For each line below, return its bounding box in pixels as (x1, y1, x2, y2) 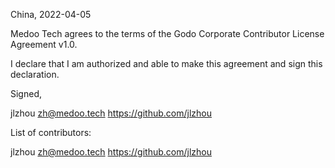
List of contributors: (10, 127, 92, 138)
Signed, (10, 88, 42, 99)
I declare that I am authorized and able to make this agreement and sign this (10, 58, 323, 69)
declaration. (10, 69, 60, 80)
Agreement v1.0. (10, 39, 78, 50)
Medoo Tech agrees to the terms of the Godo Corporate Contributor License (10, 28, 325, 39)
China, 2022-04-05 (10, 9, 92, 20)
